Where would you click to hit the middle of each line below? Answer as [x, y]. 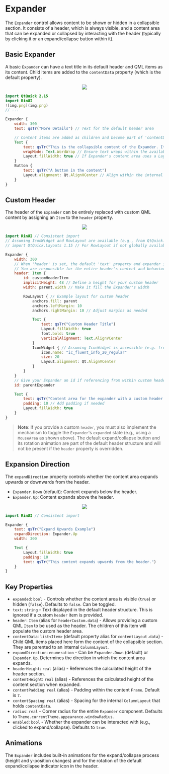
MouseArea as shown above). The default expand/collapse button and [89, 438]
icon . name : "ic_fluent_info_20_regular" [84, 352]
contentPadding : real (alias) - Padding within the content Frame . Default [86, 690]
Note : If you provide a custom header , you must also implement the [87, 427]
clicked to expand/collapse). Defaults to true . [59, 727]
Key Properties [29, 587]
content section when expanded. [47, 684]
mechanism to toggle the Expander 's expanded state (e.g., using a [84, 432]
